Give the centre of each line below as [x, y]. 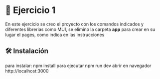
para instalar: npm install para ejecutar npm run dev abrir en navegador [78, 65]
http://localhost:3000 [27, 71]
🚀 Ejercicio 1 [30, 10]
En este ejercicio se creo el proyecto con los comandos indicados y [74, 24]
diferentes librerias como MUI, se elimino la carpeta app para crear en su [80, 29]
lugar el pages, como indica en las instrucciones [55, 34]
